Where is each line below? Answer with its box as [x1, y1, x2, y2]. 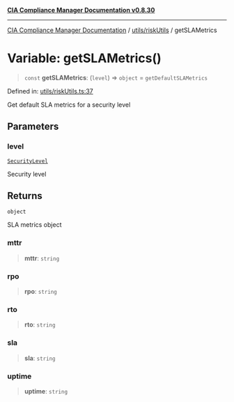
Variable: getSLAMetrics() [7, 50, 162, 66]
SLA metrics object [7, 221, 62, 229]
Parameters [7, 121, 59, 133]
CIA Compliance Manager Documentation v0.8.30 [7, 6, 155, 14]
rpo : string [24, 288, 57, 296]
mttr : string [24, 254, 60, 262]
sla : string [24, 354, 56, 362]
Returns [7, 190, 43, 202]
